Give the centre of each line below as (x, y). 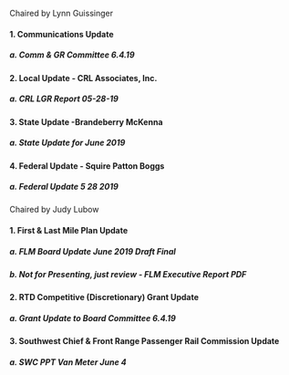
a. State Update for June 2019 (67, 143)
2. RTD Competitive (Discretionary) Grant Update (104, 297)
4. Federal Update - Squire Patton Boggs (87, 166)
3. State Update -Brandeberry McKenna (86, 121)
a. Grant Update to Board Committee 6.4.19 (93, 318)
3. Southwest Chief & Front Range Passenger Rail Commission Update (144, 341)
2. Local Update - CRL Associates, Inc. (83, 78)
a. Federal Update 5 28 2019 (64, 187)
